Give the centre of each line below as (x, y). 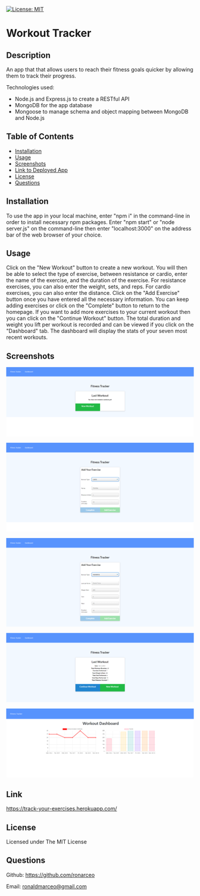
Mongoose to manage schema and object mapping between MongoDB (101, 111)
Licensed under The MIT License (47, 841)
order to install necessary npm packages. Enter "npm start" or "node (90, 222)
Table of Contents (40, 137)
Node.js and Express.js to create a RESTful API (72, 99)
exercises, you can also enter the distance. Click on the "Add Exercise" (93, 293)
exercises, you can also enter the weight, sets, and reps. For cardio (88, 287)
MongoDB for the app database (53, 105)
